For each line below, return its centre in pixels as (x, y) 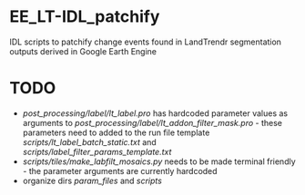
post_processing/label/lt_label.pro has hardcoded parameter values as (155, 113)
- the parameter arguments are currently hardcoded (120, 171)
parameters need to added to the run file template (116, 132)
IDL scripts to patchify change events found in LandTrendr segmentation (146, 42)
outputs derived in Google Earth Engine (83, 51)
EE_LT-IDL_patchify (85, 17)
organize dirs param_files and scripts (92, 180)
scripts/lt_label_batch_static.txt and (89, 141)
